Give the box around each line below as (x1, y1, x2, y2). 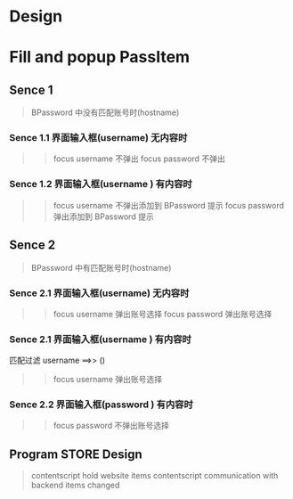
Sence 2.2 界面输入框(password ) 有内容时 (9, 398, 193, 411)
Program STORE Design (9, 446, 142, 462)
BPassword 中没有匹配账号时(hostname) (30, 107, 180, 118)
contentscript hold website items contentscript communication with (30, 470, 279, 481)
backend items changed (30, 479, 120, 491)
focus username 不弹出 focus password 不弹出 (53, 153, 225, 164)
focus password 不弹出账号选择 (53, 421, 169, 431)
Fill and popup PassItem (9, 47, 190, 68)
